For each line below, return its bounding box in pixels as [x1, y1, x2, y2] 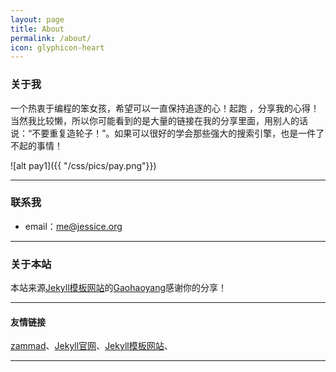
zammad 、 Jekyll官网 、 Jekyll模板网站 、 [10, 340, 173, 352]
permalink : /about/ [10, 33, 92, 43]
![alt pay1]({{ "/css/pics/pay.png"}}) [10, 159, 157, 171]
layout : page [10, 14, 65, 25]
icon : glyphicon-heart [10, 42, 105, 53]
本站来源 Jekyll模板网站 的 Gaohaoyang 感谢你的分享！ [10, 282, 228, 294]
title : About [10, 24, 65, 34]
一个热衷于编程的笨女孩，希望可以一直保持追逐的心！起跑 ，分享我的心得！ [10, 102, 320, 114]
